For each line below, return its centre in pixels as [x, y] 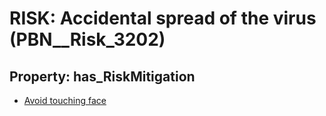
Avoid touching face [65, 100]
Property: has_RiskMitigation [102, 76]
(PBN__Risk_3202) [87, 39]
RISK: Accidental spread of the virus [163, 18]
